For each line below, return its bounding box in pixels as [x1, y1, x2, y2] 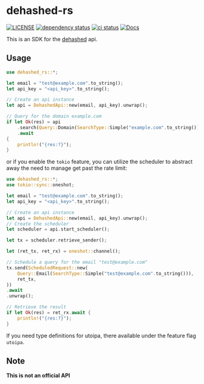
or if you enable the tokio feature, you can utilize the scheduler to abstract [6, 158, 193, 166]
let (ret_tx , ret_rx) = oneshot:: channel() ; [6, 248, 121, 255]
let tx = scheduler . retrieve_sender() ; [6, 237, 107, 243]
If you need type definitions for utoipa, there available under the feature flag [6, 332, 196, 339]
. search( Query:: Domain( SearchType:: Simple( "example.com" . [17, 124, 167, 130]
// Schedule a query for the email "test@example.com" [6, 259, 148, 265]
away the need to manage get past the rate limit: [6, 164, 127, 172]
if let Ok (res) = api [6, 119, 61, 125]
